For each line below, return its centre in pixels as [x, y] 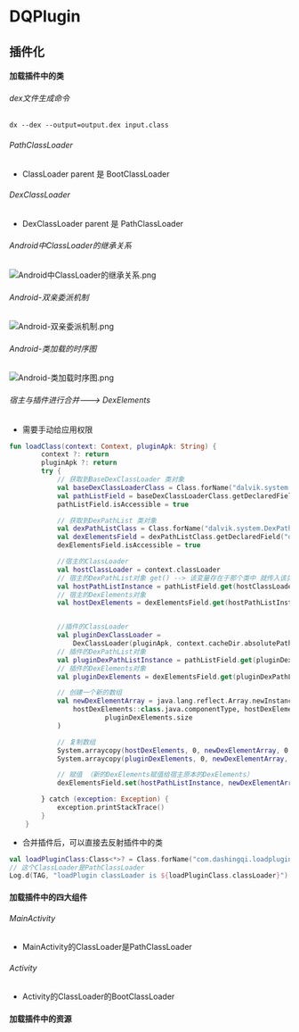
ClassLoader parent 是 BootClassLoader [96, 174]
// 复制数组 [76, 742]
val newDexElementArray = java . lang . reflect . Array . [154, 701]
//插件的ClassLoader [93, 627]
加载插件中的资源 [40, 1019]
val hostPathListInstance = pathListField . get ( [147, 587]
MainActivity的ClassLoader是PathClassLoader [107, 947]
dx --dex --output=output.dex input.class [89, 125]
